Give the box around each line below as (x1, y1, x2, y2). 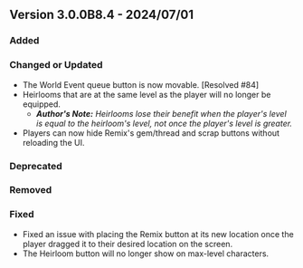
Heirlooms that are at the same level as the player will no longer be (22, 89, 271, 100)
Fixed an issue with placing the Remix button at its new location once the (22, 228, 294, 239)
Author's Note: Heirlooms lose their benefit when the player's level (35, 108, 287, 119)
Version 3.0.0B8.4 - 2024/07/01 (9, 7, 194, 23)
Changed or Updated (9, 59, 103, 72)
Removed (9, 184, 52, 196)
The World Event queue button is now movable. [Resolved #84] (22, 79, 260, 90)
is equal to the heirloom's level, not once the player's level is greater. (35, 118, 292, 129)
